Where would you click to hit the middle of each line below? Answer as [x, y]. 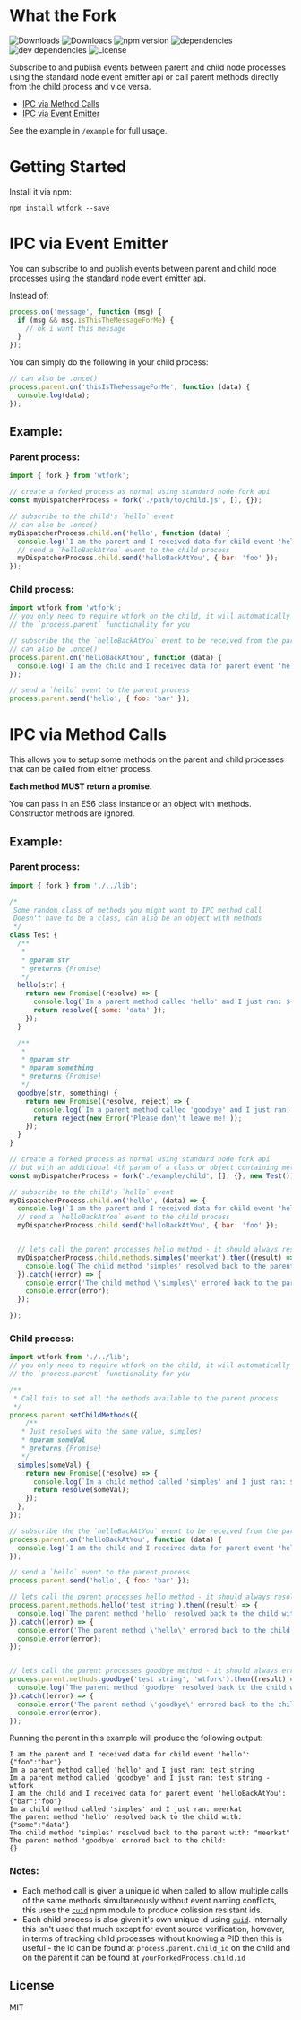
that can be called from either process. [81, 769]
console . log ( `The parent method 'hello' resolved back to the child [148, 1613]
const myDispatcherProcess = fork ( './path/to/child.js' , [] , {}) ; [136, 500]
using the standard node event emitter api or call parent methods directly [144, 76]
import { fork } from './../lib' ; [74, 885]
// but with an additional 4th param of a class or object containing [144, 1167]
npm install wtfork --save [60, 208]
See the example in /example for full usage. [88, 130]
